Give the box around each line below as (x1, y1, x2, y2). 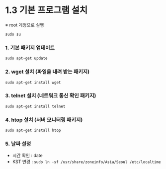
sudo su (5, 32, 21, 37)
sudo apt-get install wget (5, 80, 61, 85)
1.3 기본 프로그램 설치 (5, 4, 88, 16)
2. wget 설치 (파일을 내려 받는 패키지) (5, 68, 90, 75)
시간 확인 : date (12, 153, 43, 159)
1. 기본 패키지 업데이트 (5, 44, 55, 51)
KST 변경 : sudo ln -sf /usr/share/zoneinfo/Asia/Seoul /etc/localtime (12, 159, 161, 165)
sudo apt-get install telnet (5, 104, 66, 109)
